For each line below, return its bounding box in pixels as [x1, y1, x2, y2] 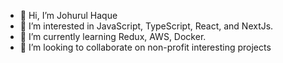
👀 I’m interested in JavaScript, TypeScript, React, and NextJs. [19, 20, 274, 32]
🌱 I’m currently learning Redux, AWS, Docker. [19, 31, 207, 42]
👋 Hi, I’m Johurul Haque [19, 10, 118, 21]
